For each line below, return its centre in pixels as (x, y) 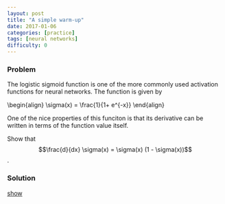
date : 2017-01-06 (32, 26)
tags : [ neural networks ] (43, 39)
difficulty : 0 (27, 45)
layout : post (26, 13)
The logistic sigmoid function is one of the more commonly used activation (113, 84)
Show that (22, 139)
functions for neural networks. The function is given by (85, 92)
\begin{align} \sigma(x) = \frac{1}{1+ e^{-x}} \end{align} (86, 105)
